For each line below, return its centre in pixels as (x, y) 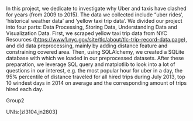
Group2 (15, 101)
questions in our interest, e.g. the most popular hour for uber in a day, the (94, 70)
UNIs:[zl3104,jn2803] (32, 112)
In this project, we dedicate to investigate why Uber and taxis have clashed (96, 8)
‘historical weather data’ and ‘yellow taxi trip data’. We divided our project (94, 21)
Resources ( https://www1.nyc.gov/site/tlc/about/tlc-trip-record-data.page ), (96, 39)
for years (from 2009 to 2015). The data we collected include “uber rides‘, (94, 15)
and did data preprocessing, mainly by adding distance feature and (87, 46)
